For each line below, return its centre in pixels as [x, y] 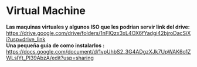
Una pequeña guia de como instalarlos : [55, 45]
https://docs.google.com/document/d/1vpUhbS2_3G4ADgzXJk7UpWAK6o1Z [98, 51]
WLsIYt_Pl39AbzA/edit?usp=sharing [50, 58]
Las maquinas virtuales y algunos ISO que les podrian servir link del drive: [98, 27]
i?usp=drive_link [26, 39]
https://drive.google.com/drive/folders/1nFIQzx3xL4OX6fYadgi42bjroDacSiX [98, 33]
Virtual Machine [46, 11]
